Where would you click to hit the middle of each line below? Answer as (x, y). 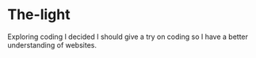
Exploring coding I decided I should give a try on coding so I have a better (128, 37)
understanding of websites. (52, 44)
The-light (39, 15)
